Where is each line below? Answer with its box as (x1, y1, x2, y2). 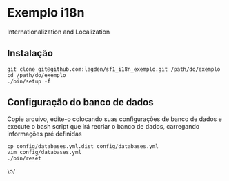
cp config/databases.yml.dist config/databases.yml (7, 142, 159, 149)
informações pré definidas (7, 129, 82, 138)
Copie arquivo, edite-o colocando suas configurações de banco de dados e (7, 115, 223, 123)
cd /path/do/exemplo (7, 72, 67, 78)
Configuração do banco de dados (7, 96, 154, 108)
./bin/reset (7, 155, 41, 162)
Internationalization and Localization (7, 28, 110, 36)
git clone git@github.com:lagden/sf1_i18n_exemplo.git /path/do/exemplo (7, 65, 221, 73)
